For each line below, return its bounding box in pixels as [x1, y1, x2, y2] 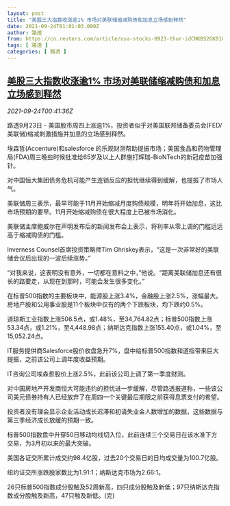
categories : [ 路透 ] [7, 49, 67, 56]
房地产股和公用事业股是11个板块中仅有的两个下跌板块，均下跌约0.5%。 [7, 300, 207, 309]
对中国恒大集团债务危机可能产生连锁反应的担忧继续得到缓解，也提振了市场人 [7, 176, 223, 184]
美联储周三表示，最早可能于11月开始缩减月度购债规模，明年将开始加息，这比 [7, 199, 222, 207]
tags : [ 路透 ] [7, 42, 49, 49]
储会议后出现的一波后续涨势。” [7, 254, 91, 262]
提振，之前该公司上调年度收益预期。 [7, 354, 110, 363]
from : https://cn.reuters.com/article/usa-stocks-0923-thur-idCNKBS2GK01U [7, 36, 225, 43]
